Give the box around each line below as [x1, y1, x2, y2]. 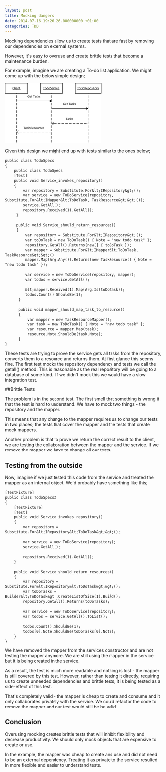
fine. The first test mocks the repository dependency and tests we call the [5, 361, 156, 367]
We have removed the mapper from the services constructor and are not [5, 647, 153, 653]
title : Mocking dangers [5, 13, 55, 18]
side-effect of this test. [5, 684, 52, 690]
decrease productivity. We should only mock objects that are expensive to [5, 736, 157, 742]
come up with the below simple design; [5, 73, 85, 79]
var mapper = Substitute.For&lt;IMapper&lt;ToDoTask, [25, 248, 139, 253]
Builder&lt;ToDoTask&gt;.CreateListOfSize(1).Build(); [5, 594, 121, 599]
